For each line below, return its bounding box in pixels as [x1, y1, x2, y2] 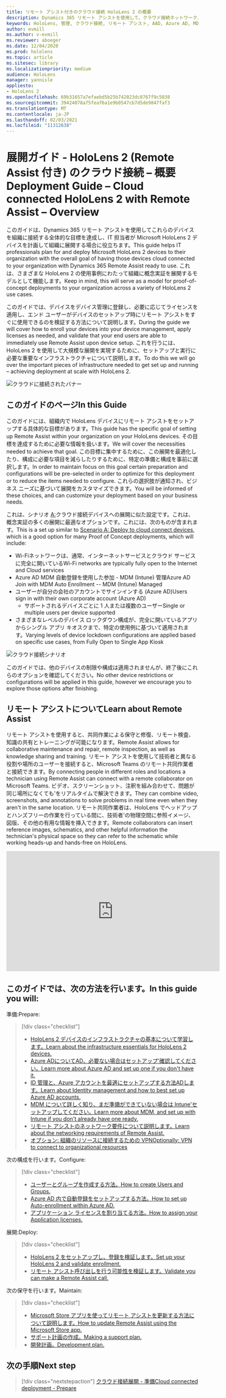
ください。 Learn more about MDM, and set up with [67, 1108, 196, 1115]
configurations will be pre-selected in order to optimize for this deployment [6, 469, 195, 477]
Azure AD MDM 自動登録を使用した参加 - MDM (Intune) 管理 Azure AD [15, 573, 191, 581]
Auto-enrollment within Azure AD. [30, 1201, 115, 1209]
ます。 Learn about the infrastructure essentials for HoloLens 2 [30, 1043, 187, 1050]
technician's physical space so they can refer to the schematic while [6, 832, 178, 839]
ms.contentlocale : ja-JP [6, 111, 69, 117]
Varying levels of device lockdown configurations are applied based [25, 631, 196, 639]
